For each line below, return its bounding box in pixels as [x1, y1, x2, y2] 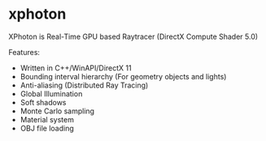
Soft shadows [20, 97, 67, 107]
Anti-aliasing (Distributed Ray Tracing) [20, 80, 149, 90]
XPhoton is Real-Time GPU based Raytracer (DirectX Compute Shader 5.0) [8, 32, 259, 41]
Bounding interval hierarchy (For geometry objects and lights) [20, 71, 227, 81]
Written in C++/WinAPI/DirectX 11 [20, 62, 132, 73]
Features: [8, 47, 41, 57]
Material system [20, 114, 75, 124]
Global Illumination [20, 88, 83, 98]
